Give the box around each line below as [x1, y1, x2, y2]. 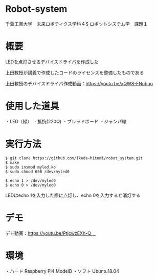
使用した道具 [5, 101, 60, 112]
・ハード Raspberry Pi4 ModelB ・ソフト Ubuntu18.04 [5, 268, 119, 274]
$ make [5, 160, 19, 165]
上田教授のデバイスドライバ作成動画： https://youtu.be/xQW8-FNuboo [5, 80, 153, 86]
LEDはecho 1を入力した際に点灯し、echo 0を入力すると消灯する [5, 192, 141, 198]
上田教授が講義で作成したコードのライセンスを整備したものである [5, 69, 144, 76]
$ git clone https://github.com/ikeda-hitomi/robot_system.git [5, 155, 143, 161]
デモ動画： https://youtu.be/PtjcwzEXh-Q [5, 230, 91, 236]
